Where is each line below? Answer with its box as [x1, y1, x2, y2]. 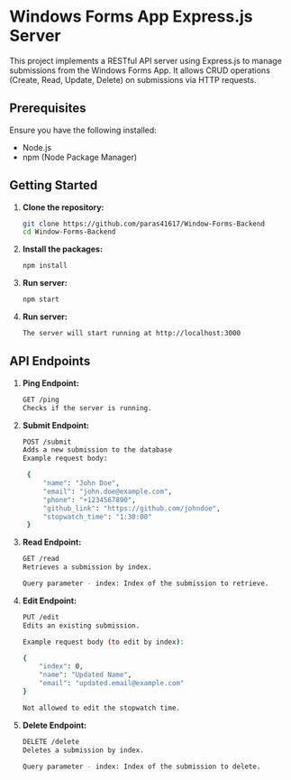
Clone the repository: [22, 201, 105, 213]
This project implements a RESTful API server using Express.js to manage [9, 55, 282, 66]
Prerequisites [9, 101, 86, 116]
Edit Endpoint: [22, 595, 77, 606]
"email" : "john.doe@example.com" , [42, 487, 173, 496]
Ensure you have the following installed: [9, 124, 158, 135]
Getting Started [9, 178, 98, 193]
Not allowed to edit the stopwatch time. [22, 703, 180, 712]
